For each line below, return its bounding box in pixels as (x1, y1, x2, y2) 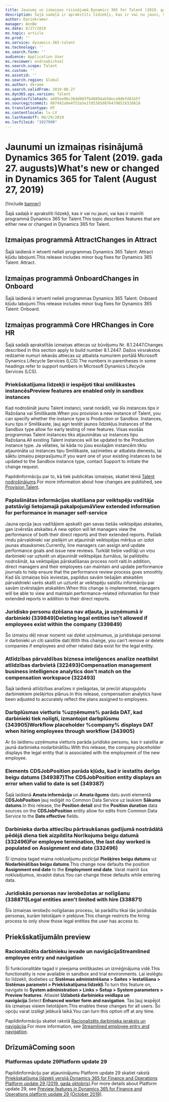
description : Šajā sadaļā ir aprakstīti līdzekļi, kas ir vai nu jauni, (5, 12, 161, 17)
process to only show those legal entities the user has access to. (5, 918, 139, 924)
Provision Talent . (5, 484, 40, 490)
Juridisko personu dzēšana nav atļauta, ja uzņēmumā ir (5, 608, 143, 615)
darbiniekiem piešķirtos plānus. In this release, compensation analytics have (5, 691, 162, 697)
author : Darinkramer (5, 17, 49, 22)
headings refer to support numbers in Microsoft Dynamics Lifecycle (5, 363, 145, 369)
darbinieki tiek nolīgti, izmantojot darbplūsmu (5, 715, 119, 722)
